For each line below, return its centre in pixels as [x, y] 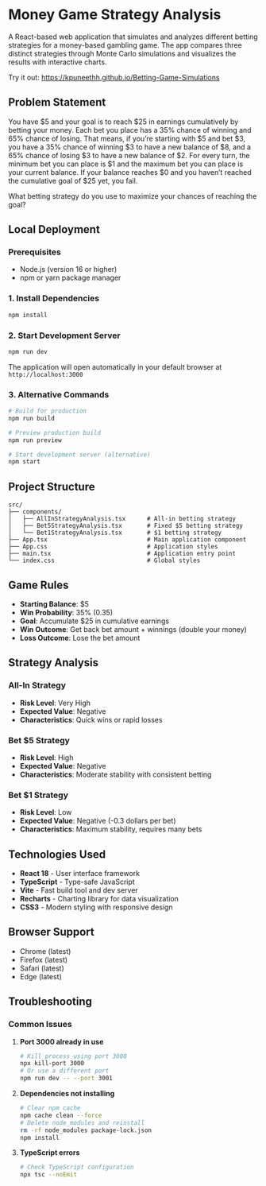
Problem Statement [57, 102]
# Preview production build [55, 432]
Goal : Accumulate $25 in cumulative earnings [94, 621]
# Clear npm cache [50, 1108]
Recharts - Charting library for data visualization [99, 899]
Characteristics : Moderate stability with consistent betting [116, 774]
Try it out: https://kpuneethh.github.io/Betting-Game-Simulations [114, 77]
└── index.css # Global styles [104, 561]
